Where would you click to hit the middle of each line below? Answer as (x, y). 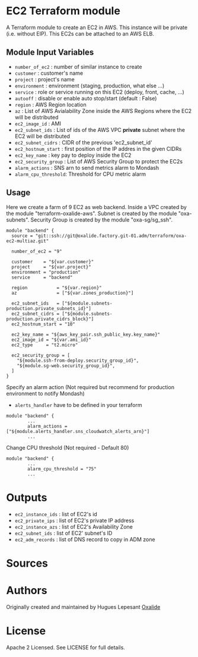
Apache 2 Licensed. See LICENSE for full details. (66, 647)
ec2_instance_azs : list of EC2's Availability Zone (74, 526)
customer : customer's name (49, 73)
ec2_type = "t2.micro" (45, 345)
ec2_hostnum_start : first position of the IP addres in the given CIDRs (98, 149)
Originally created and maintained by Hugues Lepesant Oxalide (83, 607)
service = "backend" (42, 277)
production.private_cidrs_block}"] (50, 319)
